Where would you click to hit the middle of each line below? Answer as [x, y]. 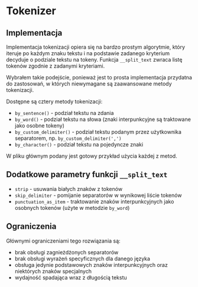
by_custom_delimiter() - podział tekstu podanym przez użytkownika [98, 132]
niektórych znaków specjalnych [53, 271]
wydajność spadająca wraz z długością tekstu [71, 278]
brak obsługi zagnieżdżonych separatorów [66, 252]
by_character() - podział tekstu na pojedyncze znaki [79, 144]
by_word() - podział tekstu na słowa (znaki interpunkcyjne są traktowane [103, 119]
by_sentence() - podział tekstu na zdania [64, 113]
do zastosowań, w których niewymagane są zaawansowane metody [89, 84]
